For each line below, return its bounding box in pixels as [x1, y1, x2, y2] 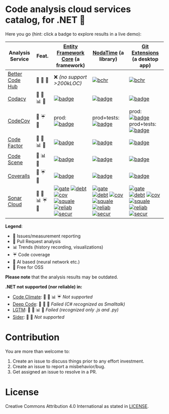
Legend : [5, 223, 23, 229]
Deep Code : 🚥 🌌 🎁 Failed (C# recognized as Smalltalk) [12, 301, 126, 307]
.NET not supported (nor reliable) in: [5, 283, 82, 289]
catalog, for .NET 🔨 [5, 14, 86, 26]
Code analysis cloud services [5, 4, 131, 15]
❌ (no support [53, 73, 87, 80]
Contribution [5, 332, 60, 343]
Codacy [8, 95, 26, 102]
